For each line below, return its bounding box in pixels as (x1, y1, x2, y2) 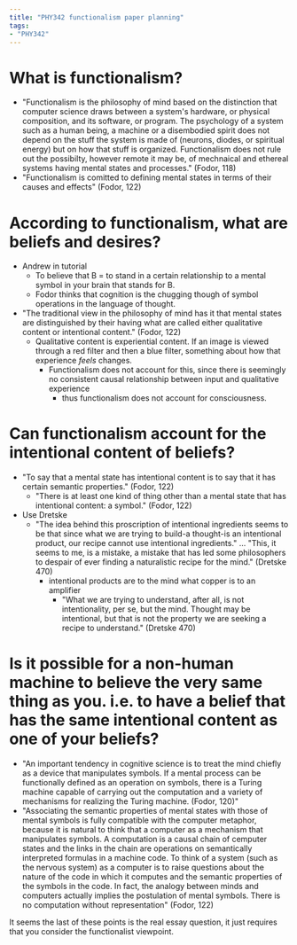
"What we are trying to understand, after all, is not (61, 595, 245, 605)
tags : (9, 21, 29, 30)
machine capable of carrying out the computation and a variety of (21, 786, 263, 798)
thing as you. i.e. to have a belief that (9, 691, 286, 712)
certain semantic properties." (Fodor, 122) (21, 481, 175, 492)
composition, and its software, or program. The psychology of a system (21, 116, 284, 127)
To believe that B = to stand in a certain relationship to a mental (35, 270, 266, 281)
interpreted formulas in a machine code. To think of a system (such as (21, 853, 278, 863)
